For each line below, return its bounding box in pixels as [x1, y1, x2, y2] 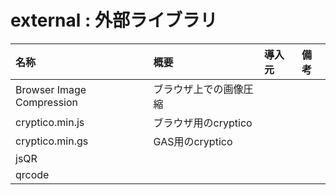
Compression [15, 95, 78, 109]
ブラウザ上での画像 [153, 82, 244, 96]
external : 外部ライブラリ [10, 9, 218, 32]
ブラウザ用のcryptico [153, 116, 253, 130]
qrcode [15, 167, 50, 181]
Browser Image [15, 82, 87, 96]
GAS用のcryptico [153, 134, 233, 148]
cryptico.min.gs [15, 134, 89, 148]
